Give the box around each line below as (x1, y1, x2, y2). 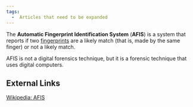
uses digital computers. (6, 61, 64, 68)
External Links (6, 78, 61, 88)
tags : (6, 8, 20, 15)
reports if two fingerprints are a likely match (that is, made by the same (6, 37, 180, 44)
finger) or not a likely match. (6, 43, 76, 51)
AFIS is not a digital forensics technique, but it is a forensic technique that (6, 55, 187, 62)
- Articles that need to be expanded (11, 14, 108, 20)
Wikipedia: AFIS (6, 94, 45, 101)
